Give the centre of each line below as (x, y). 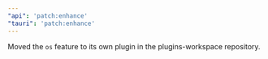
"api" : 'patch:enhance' (48, 16)
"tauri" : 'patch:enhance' (51, 23)
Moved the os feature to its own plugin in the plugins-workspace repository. (134, 46)
